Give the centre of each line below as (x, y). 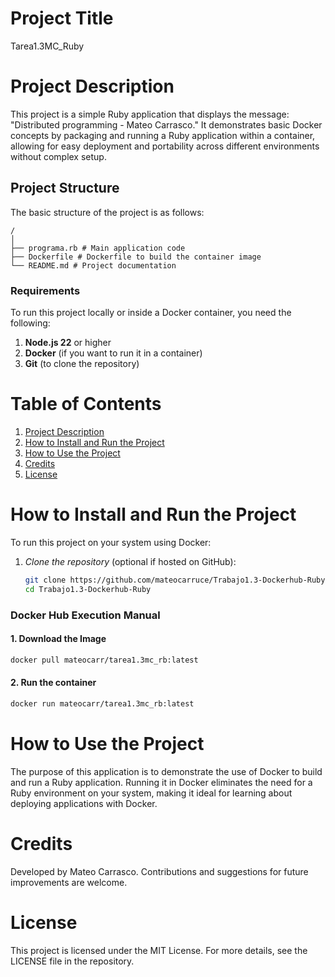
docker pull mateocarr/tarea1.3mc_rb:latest (104, 660)
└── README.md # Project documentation (93, 265)
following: (30, 323)
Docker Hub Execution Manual (85, 615)
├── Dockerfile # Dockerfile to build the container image (136, 257)
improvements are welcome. (69, 882)
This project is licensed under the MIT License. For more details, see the (159, 950)
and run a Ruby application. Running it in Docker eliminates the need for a (161, 782)
